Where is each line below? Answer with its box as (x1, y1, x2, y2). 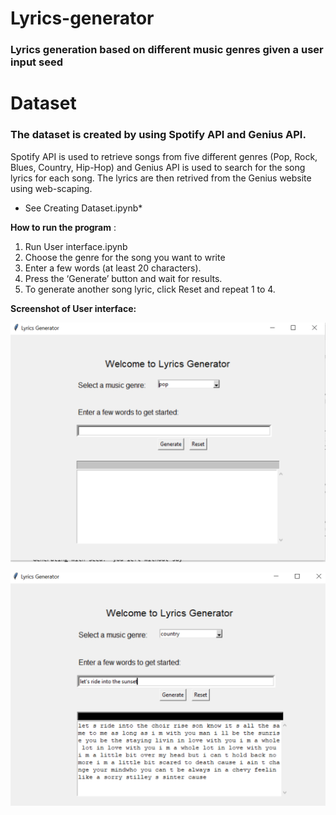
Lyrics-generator (10, 7, 155, 30)
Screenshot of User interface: (10, 302, 137, 314)
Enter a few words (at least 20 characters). (24, 262, 202, 274)
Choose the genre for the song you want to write (24, 251, 226, 263)
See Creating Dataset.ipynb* (24, 202, 143, 214)
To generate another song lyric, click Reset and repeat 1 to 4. (24, 283, 276, 295)
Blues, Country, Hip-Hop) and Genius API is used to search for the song (10, 161, 306, 173)
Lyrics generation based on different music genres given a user (10, 43, 324, 57)
